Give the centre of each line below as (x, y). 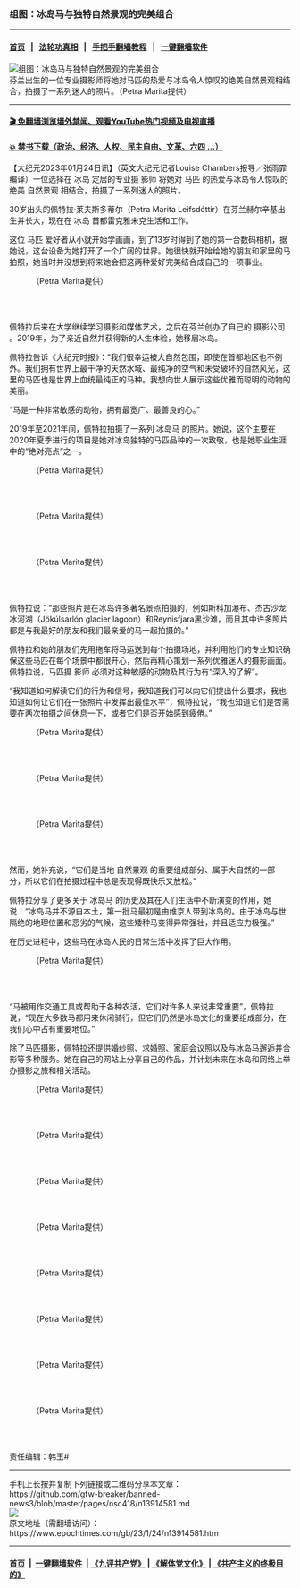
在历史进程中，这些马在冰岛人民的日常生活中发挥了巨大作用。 (123, 941)
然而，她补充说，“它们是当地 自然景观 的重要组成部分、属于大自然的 (135, 870)
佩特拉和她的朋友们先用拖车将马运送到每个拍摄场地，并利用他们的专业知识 (146, 649)
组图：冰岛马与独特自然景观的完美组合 (92, 13)
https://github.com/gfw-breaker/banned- (85, 1494)
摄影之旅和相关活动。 (56, 1070)
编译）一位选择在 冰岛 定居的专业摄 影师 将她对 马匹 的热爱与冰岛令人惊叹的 (149, 179)
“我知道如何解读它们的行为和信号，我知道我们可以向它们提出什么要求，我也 (148, 691)
